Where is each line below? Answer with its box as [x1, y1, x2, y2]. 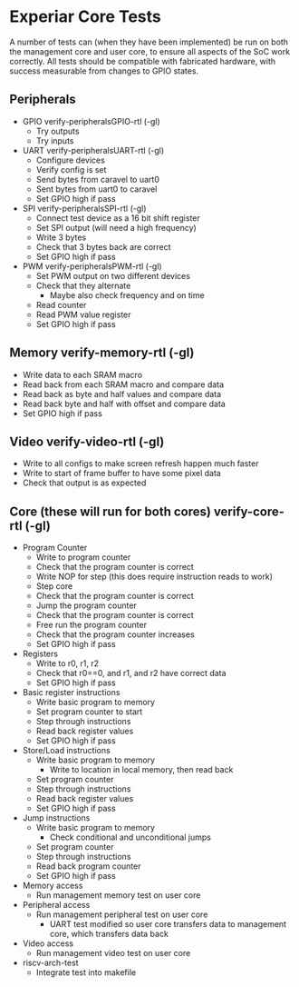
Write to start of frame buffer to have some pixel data [22, 468, 222, 479]
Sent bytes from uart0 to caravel [35, 184, 158, 194]
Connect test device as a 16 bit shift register [35, 212, 201, 224]
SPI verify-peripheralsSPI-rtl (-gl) [22, 203, 147, 214]
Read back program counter [35, 861, 141, 872]
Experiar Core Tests [9, 6, 161, 27]
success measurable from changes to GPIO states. [9, 65, 199, 76]
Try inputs [35, 135, 74, 146]
